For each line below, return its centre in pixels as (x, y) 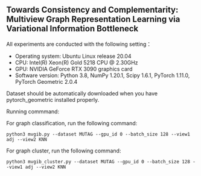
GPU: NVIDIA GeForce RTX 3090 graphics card (74, 69)
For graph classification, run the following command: (72, 123)
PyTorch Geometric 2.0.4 (46, 81)
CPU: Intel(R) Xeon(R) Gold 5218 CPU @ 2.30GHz (76, 62)
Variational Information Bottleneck (72, 29)
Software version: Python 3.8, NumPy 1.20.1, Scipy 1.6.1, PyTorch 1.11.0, (102, 75)
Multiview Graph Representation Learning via (93, 20)
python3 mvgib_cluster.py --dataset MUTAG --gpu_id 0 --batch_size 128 (98, 162)
